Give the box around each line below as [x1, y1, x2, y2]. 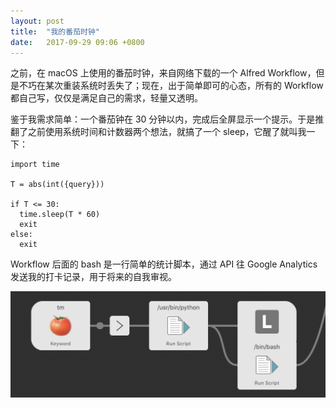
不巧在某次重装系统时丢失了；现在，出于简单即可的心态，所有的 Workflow [18, 80, 324, 92]
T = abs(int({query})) [10, 180, 105, 190]
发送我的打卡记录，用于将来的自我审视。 [10, 271, 177, 283]
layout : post [10, 16, 65, 26]
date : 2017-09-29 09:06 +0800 [10, 37, 145, 47]
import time [10, 160, 60, 170]
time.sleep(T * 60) [19, 210, 101, 220]
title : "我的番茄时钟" [10, 26, 100, 37]
